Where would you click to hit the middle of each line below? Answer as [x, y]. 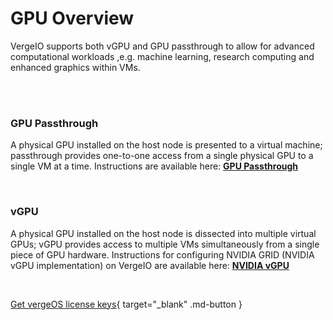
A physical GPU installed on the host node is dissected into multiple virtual [163, 233]
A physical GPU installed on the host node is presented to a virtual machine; [166, 145]
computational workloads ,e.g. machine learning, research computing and [162, 56]
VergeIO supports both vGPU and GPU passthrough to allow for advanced [162, 46]
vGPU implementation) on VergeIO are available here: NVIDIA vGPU [150, 265]
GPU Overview [72, 18]
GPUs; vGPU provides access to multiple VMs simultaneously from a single [165, 244]
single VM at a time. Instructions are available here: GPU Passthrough [154, 166]
